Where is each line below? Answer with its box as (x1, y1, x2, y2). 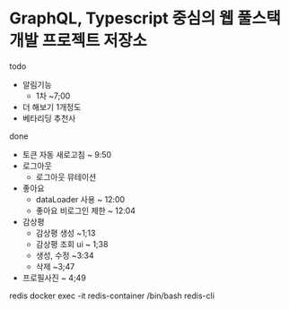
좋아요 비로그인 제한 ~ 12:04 (35, 205, 136, 216)
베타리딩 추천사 (22, 113, 76, 124)
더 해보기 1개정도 (22, 101, 82, 112)
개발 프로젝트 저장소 (9, 30, 148, 51)
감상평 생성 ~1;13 (35, 227, 96, 238)
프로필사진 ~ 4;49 (22, 272, 87, 283)
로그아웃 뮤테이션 (35, 171, 97, 182)
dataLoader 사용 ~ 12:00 (35, 193, 126, 204)
